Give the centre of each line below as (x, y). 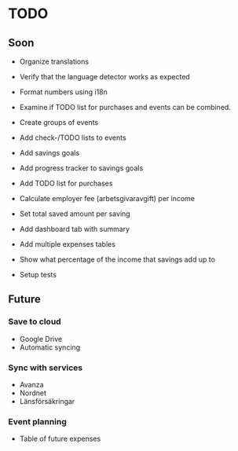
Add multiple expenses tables (68, 244)
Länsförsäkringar (47, 401)
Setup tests (38, 275)
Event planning (37, 421)
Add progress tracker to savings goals (81, 168)
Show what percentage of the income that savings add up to (117, 259)
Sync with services (46, 368)
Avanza (32, 384)
